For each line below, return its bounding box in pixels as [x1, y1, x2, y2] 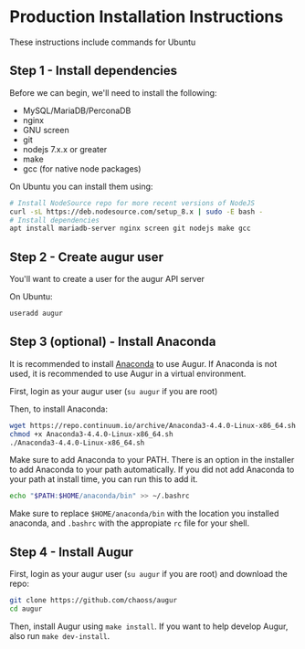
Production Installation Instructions [9, 6, 284, 27]
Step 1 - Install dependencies [9, 63, 178, 79]
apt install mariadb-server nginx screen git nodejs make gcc [9, 224, 251, 234]
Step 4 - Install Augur [9, 544, 134, 560]
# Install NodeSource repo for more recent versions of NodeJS [9, 198, 256, 207]
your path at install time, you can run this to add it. [9, 474, 198, 485]
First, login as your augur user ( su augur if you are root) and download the [9, 569, 288, 580]
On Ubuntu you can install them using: [9, 181, 153, 192]
